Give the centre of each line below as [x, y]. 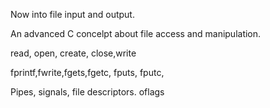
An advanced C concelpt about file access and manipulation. [136, 33]
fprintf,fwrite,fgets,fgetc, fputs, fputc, [87, 72]
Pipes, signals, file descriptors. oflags [87, 92]
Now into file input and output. [72, 14]
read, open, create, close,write [73, 53]
